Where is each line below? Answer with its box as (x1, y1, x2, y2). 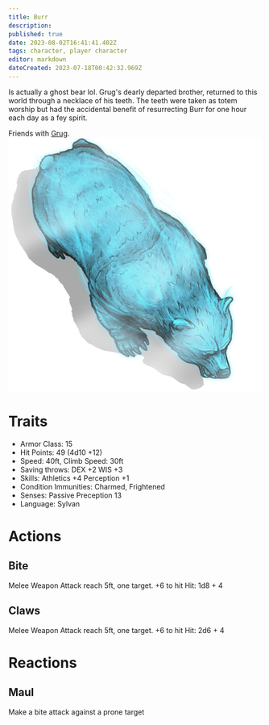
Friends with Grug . (8, 128, 70, 138)
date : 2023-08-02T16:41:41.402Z (8, 39, 117, 47)
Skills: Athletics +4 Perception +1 (19, 473, 130, 483)
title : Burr (8, 13, 48, 21)
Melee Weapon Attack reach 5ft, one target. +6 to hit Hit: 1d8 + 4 (8, 581, 223, 590)
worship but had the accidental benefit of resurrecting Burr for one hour (8, 104, 247, 114)
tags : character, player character (8, 47, 128, 56)
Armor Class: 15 (19, 439, 73, 448)
